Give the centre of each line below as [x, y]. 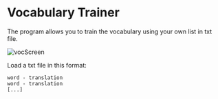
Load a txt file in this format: [47, 65]
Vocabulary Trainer [64, 13]
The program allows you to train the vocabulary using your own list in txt [110, 31]
